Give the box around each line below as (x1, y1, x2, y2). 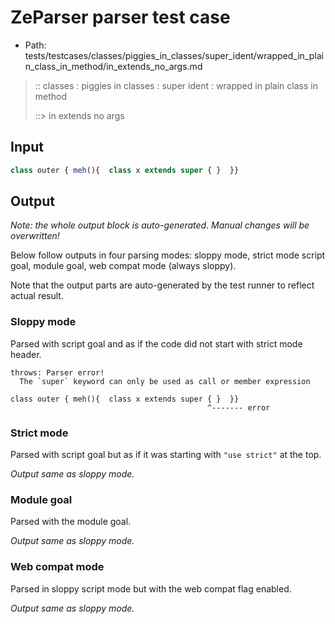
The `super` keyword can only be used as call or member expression (19, 376, 311, 386)
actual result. (10, 290, 64, 302)
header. (10, 348, 42, 360)
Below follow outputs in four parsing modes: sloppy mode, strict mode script (10, 249, 326, 261)
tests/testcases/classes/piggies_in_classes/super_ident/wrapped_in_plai (24, 49, 324, 61)
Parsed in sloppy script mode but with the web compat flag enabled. (10, 582, 292, 595)
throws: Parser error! (10, 367, 105, 378)
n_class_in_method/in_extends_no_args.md (24, 60, 203, 72)
